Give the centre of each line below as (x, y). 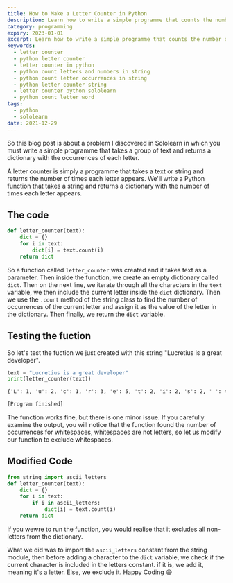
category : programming (40, 26)
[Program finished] (35, 404)
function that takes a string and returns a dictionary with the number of (109, 186)
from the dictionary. (55, 536)
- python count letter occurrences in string (80, 78)
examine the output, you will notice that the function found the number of (112, 425)
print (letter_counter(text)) (49, 379)
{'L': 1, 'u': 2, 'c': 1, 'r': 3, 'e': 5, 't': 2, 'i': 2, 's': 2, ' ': (114, 392)
